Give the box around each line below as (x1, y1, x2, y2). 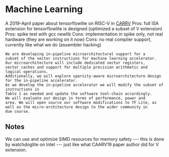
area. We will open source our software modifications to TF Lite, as (5, 100, 157, 105)
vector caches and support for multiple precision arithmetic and (5, 65, 148, 70)
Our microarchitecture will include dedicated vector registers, (5, 60, 145, 65)
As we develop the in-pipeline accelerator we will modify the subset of (5, 82, 164, 87)
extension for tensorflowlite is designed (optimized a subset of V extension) (5, 25, 162, 31)
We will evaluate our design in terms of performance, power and (5, 95, 145, 100)
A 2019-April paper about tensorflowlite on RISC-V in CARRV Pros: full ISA (5, 20, 159, 26)
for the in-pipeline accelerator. (5, 78, 78, 83)
